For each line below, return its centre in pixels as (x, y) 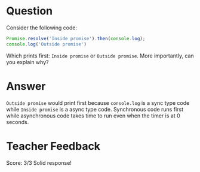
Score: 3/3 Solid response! (39, 162)
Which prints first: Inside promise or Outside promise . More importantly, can (100, 56)
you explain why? (27, 62)
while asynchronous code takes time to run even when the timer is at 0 (93, 116)
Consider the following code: (42, 28)
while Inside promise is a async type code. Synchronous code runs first (95, 109)
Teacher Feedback (53, 146)
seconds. (18, 122)
